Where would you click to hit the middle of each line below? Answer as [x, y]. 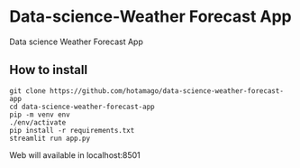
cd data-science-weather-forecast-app [82, 107]
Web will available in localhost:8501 [75, 154]
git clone [28, 91]
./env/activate [38, 122]
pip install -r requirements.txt [72, 130]
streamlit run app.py [50, 138]
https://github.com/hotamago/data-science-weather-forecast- [166, 91]
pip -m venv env [40, 115]
